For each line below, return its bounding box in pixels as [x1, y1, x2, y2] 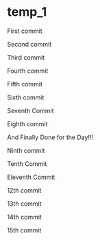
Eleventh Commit [7, 173, 55, 181]
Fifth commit [7, 80, 43, 88]
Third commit [7, 53, 45, 62]
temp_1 [7, 4, 47, 20]
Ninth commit [7, 146, 45, 154]
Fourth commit [7, 67, 49, 75]
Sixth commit [7, 93, 45, 101]
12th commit [7, 186, 42, 194]
